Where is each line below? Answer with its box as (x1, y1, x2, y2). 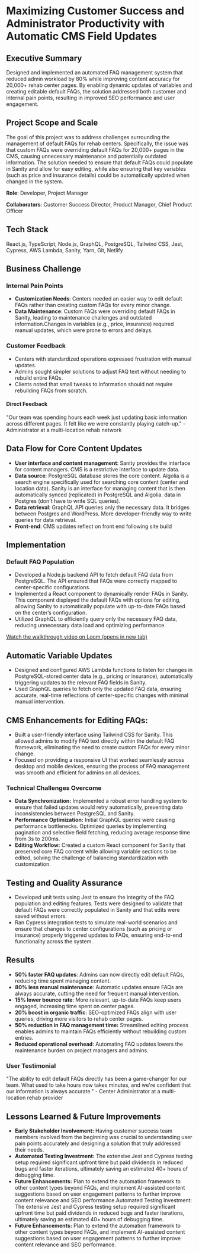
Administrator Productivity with (6, 17, 165, 30)
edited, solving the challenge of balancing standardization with (14, 854, 168, 861)
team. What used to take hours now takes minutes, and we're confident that (6, 1081, 191, 1089)
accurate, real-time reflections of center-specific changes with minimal (14, 692, 188, 699)
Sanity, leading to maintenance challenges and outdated (14, 314, 152, 321)
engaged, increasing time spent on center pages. (14, 1002, 135, 1009)
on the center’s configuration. (14, 609, 87, 617)
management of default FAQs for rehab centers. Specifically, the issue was (6, 140, 188, 147)
